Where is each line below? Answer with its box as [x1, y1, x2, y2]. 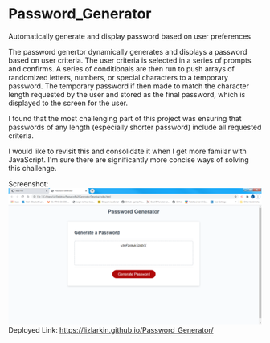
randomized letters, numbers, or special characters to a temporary [8, 72, 229, 82]
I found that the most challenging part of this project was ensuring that [8, 113, 243, 123]
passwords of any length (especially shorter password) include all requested [8, 122, 262, 132]
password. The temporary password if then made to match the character [8, 81, 249, 91]
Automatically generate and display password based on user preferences [8, 31, 252, 41]
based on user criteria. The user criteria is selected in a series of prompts [8, 55, 252, 65]
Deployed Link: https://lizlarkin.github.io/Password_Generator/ [8, 325, 215, 334]
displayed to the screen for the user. [8, 98, 129, 108]
